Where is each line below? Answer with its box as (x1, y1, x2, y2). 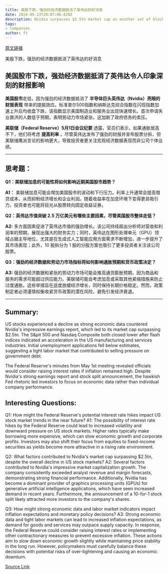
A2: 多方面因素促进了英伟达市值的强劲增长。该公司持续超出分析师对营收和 (5, 223, 158, 229)
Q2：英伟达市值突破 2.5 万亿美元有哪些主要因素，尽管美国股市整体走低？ (5, 213, 156, 219)
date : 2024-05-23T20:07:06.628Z (5, 12, 72, 17)
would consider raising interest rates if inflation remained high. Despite (5, 368, 151, 374)
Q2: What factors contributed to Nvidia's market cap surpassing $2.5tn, (5, 454, 153, 460)
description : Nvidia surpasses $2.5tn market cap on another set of (5, 17, 151, 22)
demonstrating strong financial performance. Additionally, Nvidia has (5, 475, 147, 481)
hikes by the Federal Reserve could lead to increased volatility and (5, 423, 142, 429)
